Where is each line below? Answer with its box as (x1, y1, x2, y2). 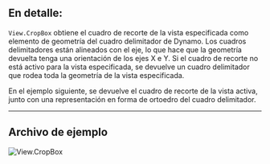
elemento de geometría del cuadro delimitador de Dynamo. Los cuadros (8, 36, 247, 46)
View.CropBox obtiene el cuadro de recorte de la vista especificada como (8, 27, 249, 37)
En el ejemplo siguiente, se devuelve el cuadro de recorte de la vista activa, (8, 86, 259, 96)
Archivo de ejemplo (8, 125, 108, 139)
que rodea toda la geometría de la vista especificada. (8, 70, 185, 80)
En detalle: (8, 6, 63, 20)
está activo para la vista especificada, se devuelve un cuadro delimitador (8, 62, 251, 72)
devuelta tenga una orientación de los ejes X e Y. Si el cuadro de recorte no (8, 53, 259, 63)
